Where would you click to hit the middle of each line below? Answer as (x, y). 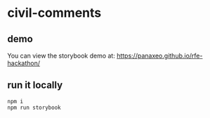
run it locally (35, 85)
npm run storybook (34, 107)
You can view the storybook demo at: (61, 55)
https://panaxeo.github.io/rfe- (160, 55)
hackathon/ (24, 63)
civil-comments (54, 13)
